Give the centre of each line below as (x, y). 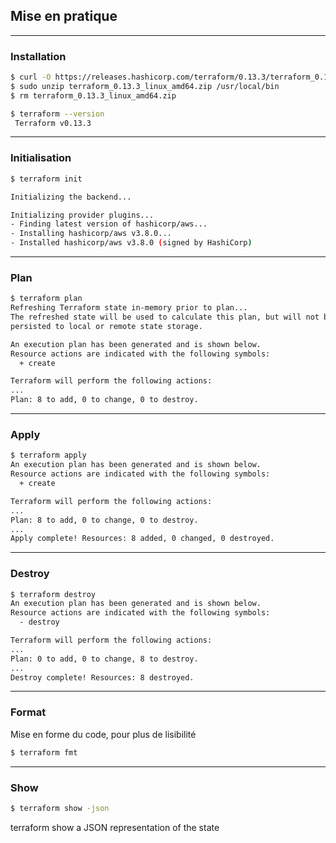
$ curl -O (31, 77)
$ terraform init (46, 179)
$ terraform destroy (53, 594)
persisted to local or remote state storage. (106, 326)
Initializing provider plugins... (82, 215)
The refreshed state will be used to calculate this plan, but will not (165, 317)
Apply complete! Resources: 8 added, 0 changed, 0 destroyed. (142, 539)
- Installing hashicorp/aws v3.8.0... (91, 234)
